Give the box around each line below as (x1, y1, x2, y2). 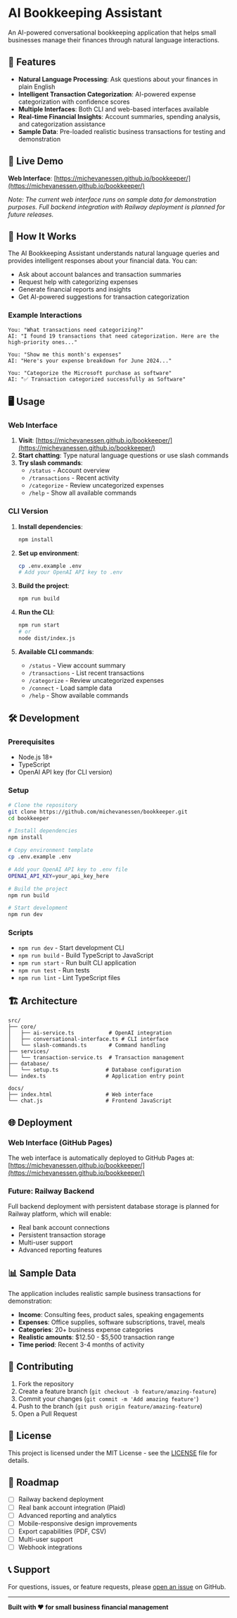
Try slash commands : (18, 459, 83, 467)
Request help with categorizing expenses (18, 278, 139, 286)
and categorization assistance (18, 120, 106, 128)
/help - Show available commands (28, 691, 129, 699)
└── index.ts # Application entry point (8, 1073, 185, 1080)
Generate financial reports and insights (18, 285, 132, 294)
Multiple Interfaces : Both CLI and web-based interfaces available (18, 104, 210, 113)
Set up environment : (18, 548, 79, 557)
